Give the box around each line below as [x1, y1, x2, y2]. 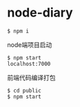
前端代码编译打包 [7, 73, 56, 81]
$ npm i [7, 28, 30, 35]
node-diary [7, 5, 74, 21]
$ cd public [7, 87, 41, 94]
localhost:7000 [7, 60, 51, 67]
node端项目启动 [7, 40, 52, 49]
